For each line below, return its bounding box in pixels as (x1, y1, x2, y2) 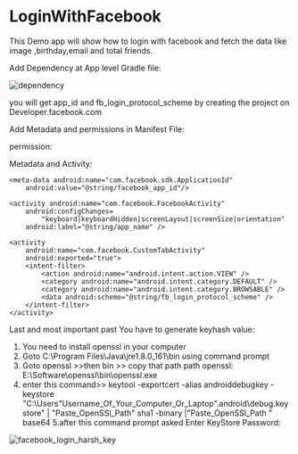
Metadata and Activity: (9, 158, 93, 169)
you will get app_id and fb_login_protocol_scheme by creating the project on (9, 96, 290, 108)
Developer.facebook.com (9, 106, 103, 117)
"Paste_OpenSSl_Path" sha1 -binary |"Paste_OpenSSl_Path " (52, 408, 273, 418)
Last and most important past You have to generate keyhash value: (9, 324, 255, 334)
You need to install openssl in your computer (21, 341, 186, 351)
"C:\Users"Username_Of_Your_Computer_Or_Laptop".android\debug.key (21, 398, 289, 409)
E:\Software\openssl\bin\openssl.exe (21, 369, 158, 380)
